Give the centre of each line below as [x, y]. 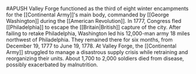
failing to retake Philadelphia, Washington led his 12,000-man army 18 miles [98, 33]
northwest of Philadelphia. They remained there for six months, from [89, 40]
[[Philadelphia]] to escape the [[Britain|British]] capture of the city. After [94, 27]
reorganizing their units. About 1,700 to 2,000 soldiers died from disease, [95, 58]
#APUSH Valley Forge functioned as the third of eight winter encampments [97, 9]
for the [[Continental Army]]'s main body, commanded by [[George [88, 15]
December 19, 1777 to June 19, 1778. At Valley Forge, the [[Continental [91, 46]
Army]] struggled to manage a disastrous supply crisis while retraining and [97, 52]
